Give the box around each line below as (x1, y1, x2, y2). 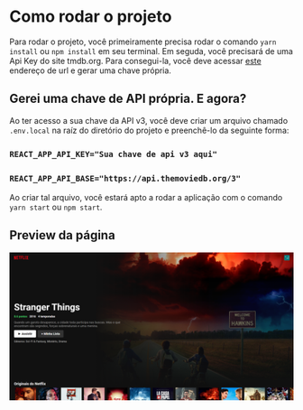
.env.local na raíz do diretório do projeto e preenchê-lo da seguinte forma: (9, 125, 289, 135)
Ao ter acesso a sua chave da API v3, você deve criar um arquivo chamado (9, 115, 289, 126)
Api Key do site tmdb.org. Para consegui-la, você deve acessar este (9, 55, 262, 66)
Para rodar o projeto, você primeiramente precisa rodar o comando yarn (9, 36, 277, 47)
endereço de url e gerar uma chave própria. (9, 65, 171, 76)
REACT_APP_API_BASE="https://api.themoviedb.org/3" (9, 173, 242, 183)
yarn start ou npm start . (9, 201, 103, 212)
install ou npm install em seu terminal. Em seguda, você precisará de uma (9, 45, 293, 56)
